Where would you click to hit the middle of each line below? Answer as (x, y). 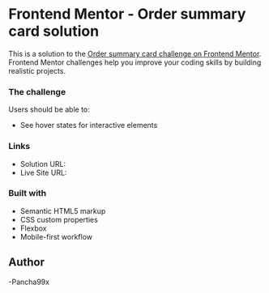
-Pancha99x (29, 282)
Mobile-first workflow (56, 236)
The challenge (37, 91)
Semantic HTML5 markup (63, 210)
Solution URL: (43, 163)
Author (26, 263)
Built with (28, 193)
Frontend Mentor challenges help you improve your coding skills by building (135, 62)
